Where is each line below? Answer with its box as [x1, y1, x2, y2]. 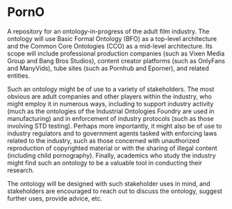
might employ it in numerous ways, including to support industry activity [7, 99, 214, 108]
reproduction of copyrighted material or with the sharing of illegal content [7, 144, 217, 152]
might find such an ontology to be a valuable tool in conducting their [7, 158, 203, 167]
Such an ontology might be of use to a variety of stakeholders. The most [7, 85, 215, 93]
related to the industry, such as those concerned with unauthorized [7, 136, 200, 144]
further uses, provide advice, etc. [7, 194, 103, 202]
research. [7, 166, 35, 174]
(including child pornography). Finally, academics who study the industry [7, 151, 217, 160]
